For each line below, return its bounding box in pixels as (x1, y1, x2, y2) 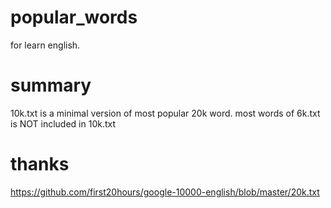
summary (10, 74, 92, 97)
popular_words (10, 6, 138, 29)
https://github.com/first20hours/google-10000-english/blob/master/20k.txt (10, 186, 320, 198)
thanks (10, 153, 70, 176)
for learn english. (10, 39, 81, 51)
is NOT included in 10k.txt (10, 117, 117, 130)
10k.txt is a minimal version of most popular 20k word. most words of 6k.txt (10, 107, 321, 119)
